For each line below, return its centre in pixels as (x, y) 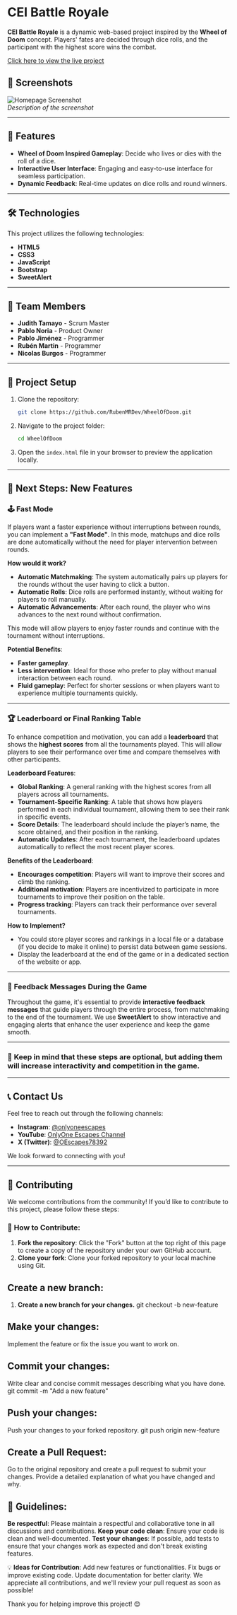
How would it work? (37, 564)
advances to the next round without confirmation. (89, 614)
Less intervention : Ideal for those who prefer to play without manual (117, 671)
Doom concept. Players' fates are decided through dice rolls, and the (108, 39)
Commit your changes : (59, 1366)
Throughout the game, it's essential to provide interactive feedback (107, 1002)
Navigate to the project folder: (61, 426)
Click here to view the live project (56, 60)
